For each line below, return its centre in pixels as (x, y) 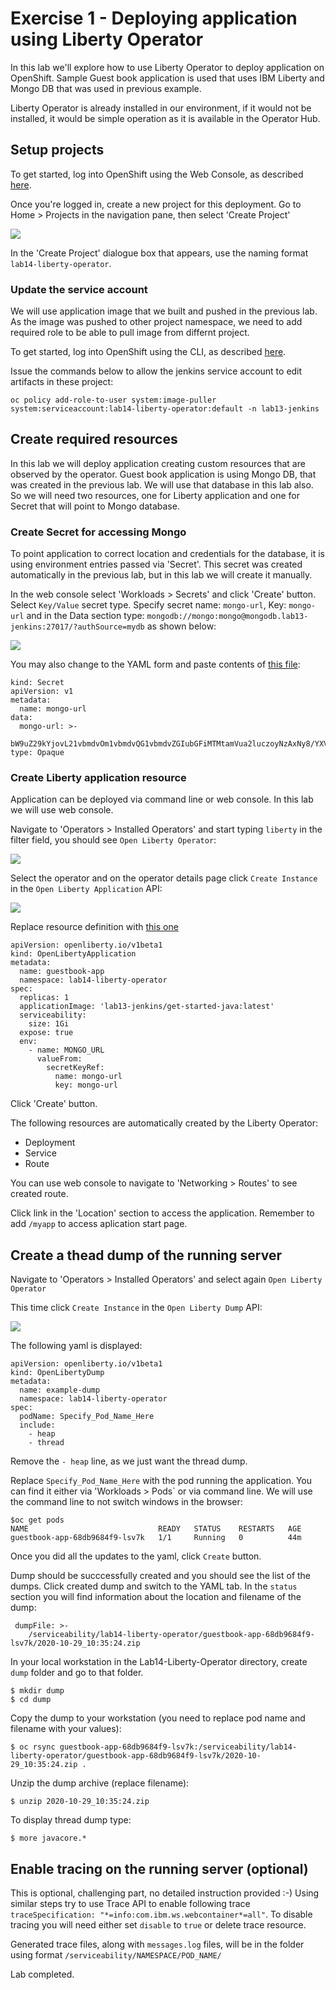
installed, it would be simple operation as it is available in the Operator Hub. (165, 118)
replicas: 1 (44, 998)
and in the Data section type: (85, 616)
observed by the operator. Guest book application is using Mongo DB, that (163, 474)
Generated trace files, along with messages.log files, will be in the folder (157, 1944)
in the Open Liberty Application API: (86, 889)
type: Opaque (37, 753)
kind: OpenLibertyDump (57, 1373)
